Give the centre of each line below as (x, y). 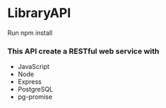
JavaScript (33, 67)
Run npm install (30, 33)
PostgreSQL (35, 90)
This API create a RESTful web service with (83, 51)
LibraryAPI (39, 13)
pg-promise (35, 97)
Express (30, 82)
